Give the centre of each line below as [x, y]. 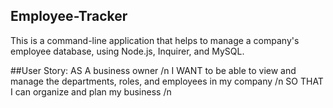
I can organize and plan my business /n [91, 91]
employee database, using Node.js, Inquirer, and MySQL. [127, 51]
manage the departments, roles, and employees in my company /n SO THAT [167, 81]
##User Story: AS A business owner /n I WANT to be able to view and [153, 70]
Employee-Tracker [69, 16]
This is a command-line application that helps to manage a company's [155, 40]
